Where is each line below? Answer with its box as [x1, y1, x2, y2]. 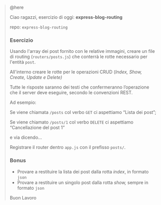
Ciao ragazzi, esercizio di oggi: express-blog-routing [9, 14, 123, 20]
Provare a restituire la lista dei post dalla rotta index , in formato [17, 168, 149, 174]
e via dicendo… [9, 134, 42, 140]
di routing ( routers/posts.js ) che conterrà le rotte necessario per [9, 53, 148, 60]
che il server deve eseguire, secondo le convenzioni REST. [9, 90, 133, 96]
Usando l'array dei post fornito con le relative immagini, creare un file [9, 48, 155, 54]
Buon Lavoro [9, 194, 37, 200]
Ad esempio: [9, 99, 37, 106]
